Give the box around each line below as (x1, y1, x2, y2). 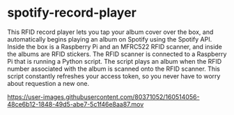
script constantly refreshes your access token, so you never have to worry (7, 71, 221, 80)
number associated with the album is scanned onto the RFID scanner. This (7, 64, 221, 73)
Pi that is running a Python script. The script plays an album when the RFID (7, 57, 222, 65)
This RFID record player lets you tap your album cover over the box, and (7, 28, 214, 36)
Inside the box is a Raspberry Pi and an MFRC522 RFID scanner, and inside (7, 42, 223, 51)
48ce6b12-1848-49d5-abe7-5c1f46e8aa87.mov (7, 100, 144, 108)
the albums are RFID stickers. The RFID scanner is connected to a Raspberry (7, 50, 227, 58)
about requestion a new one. (7, 79, 90, 87)
